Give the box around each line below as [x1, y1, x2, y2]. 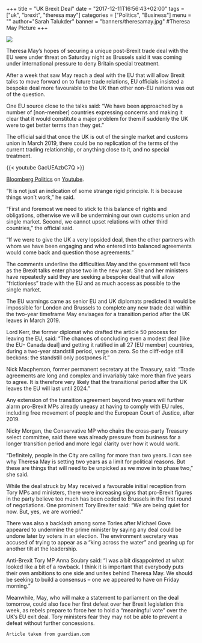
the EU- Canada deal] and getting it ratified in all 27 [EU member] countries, [6, 341, 194, 348]
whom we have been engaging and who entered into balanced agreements [6, 243, 192, 249]
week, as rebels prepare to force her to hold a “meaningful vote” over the [6, 607, 188, 614]
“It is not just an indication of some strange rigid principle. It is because [6, 187, 183, 194]
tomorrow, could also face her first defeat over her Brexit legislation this [6, 600, 184, 608]
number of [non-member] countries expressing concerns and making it [6, 109, 183, 116]
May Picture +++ [6, 24, 48, 31]
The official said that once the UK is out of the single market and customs [6, 133, 188, 140]
